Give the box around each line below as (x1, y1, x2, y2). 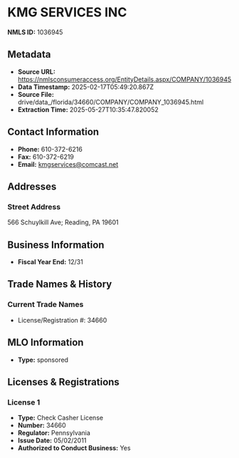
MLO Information (7, 336, 84, 349)
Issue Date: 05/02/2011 (17, 436, 87, 445)
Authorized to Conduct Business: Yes (17, 444, 131, 452)
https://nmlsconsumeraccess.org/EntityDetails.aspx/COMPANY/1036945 (17, 75, 232, 83)
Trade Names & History (7, 279, 112, 291)
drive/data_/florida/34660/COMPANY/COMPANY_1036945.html (17, 98, 204, 106)
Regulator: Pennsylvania (17, 429, 91, 437)
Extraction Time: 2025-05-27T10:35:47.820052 (17, 105, 159, 114)
